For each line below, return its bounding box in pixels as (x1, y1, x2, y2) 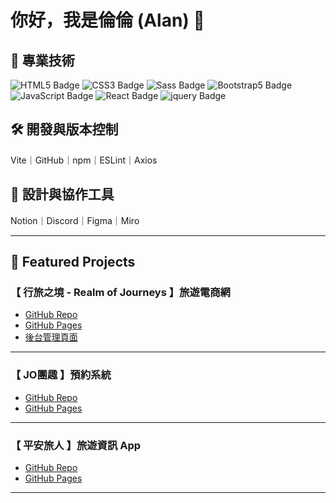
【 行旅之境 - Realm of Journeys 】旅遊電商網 (10, 285, 231, 299)
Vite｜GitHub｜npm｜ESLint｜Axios (10, 154, 158, 166)
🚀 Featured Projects (10, 254, 136, 271)
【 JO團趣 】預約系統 (10, 368, 112, 382)
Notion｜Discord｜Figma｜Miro (10, 214, 140, 226)
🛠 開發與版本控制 (10, 121, 119, 138)
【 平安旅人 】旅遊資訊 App (10, 438, 142, 452)
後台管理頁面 (24, 331, 78, 343)
